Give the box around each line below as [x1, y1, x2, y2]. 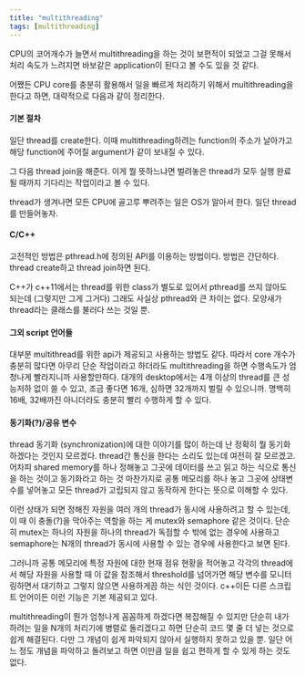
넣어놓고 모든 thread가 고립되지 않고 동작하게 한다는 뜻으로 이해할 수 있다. [25, 484, 289, 495]
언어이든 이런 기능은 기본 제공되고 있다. [18, 592, 158, 603]
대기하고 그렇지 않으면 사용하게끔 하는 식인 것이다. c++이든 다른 [40, 580, 268, 591]
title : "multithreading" [9, 13, 104, 23]
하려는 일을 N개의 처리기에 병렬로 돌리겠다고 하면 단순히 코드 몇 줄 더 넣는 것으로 [9, 622, 294, 634]
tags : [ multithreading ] [9, 22, 100, 31]
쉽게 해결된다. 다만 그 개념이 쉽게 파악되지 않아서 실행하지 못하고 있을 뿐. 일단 [9, 634, 284, 645]
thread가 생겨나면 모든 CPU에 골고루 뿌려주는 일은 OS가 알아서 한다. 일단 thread [9, 196, 297, 207]
